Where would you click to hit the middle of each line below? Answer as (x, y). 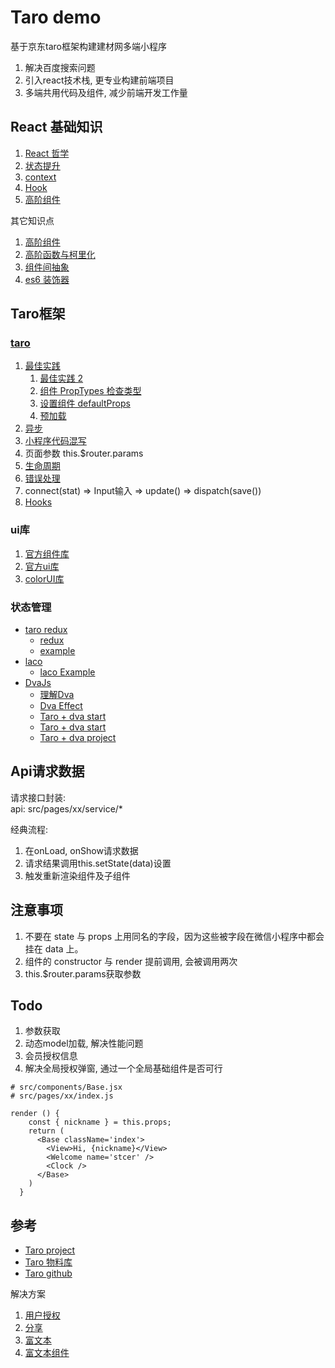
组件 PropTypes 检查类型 (90, 391)
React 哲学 (47, 153)
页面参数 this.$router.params (84, 453)
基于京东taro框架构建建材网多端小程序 (88, 46)
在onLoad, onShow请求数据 (81, 850)
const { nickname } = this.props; (100, 1122)
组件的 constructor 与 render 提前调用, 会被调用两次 (131, 961)
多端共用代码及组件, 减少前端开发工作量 (106, 92)
